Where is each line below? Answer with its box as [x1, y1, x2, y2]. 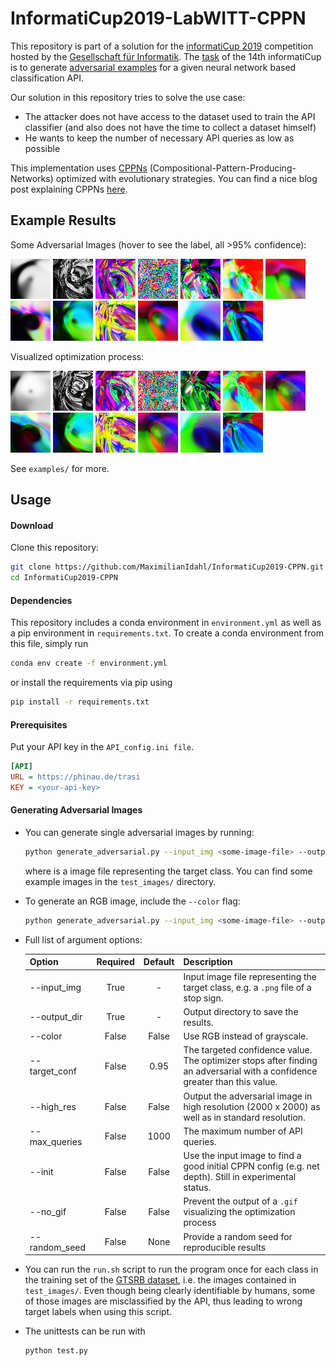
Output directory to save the [183, 1005, 299, 1017]
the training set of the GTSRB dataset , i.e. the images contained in [24, 1274, 297, 1286]
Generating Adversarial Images [10, 804, 143, 816]
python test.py [24, 1346, 89, 1356]
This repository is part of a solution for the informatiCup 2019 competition [10, 40, 314, 52]
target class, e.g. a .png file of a [183, 981, 312, 993]
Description [183, 956, 233, 968]
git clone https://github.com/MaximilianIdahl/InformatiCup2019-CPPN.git [10, 562, 325, 572]
